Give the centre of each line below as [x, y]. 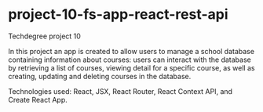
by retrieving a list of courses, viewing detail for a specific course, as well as [131, 67]
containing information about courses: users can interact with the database [130, 60]
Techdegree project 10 [44, 36]
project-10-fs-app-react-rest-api [119, 14]
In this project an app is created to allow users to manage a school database [131, 51]
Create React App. [38, 99]
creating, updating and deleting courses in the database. [100, 76]
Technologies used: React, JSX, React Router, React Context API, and [121, 91]
